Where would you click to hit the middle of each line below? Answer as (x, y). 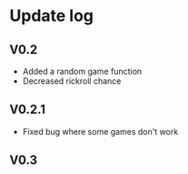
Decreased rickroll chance (72, 81)
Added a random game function (82, 71)
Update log (51, 16)
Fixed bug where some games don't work (100, 131)
